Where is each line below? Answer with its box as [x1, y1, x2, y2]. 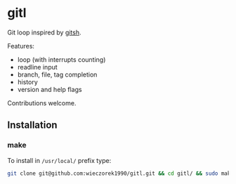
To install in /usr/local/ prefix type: [7, 156, 112, 164]
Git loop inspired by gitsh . [7, 28, 82, 37]
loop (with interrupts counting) [17, 55, 106, 64]
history [17, 77, 39, 86]
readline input [17, 63, 58, 71]
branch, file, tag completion [17, 70, 98, 79]
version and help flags [17, 85, 82, 93]
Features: [7, 41, 35, 50]
